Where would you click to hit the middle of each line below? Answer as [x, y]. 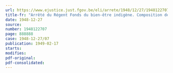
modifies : [16, 53]
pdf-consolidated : [25, 63]
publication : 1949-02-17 [32, 44]
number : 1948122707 [26, 29]
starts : [14, 48]
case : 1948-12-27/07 [28, 39]
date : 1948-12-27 [24, 20]
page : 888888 [19, 34]
